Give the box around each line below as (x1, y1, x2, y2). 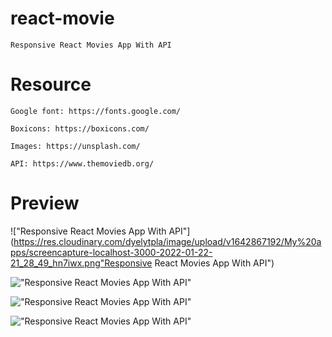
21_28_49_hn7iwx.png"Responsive (10, 257, 153, 269)
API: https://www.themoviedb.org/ (10, 158, 155, 169)
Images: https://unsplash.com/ (10, 141, 141, 151)
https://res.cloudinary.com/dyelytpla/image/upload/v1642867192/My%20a (13, 235, 322, 247)
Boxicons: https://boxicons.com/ (10, 123, 150, 134)
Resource (10, 73, 92, 96)
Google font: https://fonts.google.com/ (10, 106, 182, 116)
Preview (10, 192, 80, 215)
